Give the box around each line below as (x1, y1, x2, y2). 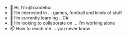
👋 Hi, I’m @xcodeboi (9, 5, 52, 10)
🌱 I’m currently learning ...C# (9, 15, 69, 20)
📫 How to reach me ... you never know (9, 26, 91, 31)
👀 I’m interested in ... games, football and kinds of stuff (9, 10, 122, 16)
